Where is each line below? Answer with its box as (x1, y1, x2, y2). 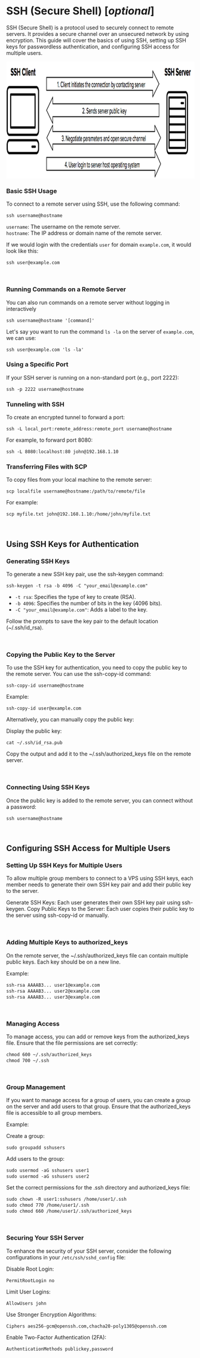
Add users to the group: (6, 1155, 64, 1163)
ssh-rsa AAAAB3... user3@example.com (6, 994, 100, 1000)
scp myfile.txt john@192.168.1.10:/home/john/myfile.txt (6, 511, 151, 518)
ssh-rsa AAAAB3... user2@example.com (6, 988, 100, 994)
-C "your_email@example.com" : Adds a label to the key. (14, 606, 148, 613)
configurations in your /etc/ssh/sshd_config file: (6, 1253, 126, 1261)
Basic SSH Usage (6, 186, 57, 195)
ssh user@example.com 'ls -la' (6, 347, 84, 353)
